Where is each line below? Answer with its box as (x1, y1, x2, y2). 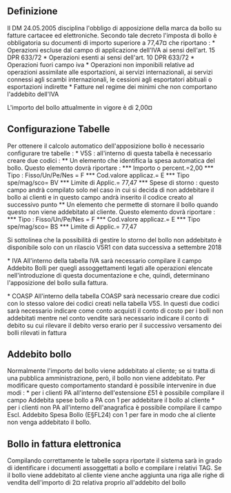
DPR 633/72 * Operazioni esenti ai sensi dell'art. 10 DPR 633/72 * (7, 53, 195, 61)
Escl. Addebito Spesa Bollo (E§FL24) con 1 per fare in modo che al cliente (7, 411, 216, 419)
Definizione (7, 6, 58, 17)
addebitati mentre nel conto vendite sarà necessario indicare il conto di (7, 313, 209, 322)
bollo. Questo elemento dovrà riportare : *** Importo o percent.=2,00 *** (7, 164, 214, 172)
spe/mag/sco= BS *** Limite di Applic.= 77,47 (7, 222, 137, 231)
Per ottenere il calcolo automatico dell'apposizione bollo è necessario (7, 142, 205, 150)
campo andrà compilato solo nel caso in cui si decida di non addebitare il (7, 186, 214, 194)
